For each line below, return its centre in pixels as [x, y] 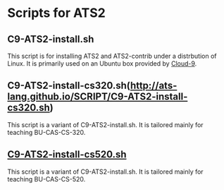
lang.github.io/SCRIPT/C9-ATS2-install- [98, 97]
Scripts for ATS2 [56, 13]
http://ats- [154, 86]
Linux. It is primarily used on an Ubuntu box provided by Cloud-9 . [102, 64]
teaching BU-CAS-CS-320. [46, 132]
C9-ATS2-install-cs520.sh [67, 154]
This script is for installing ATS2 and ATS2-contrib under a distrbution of [112, 56]
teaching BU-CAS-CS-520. [46, 179]
